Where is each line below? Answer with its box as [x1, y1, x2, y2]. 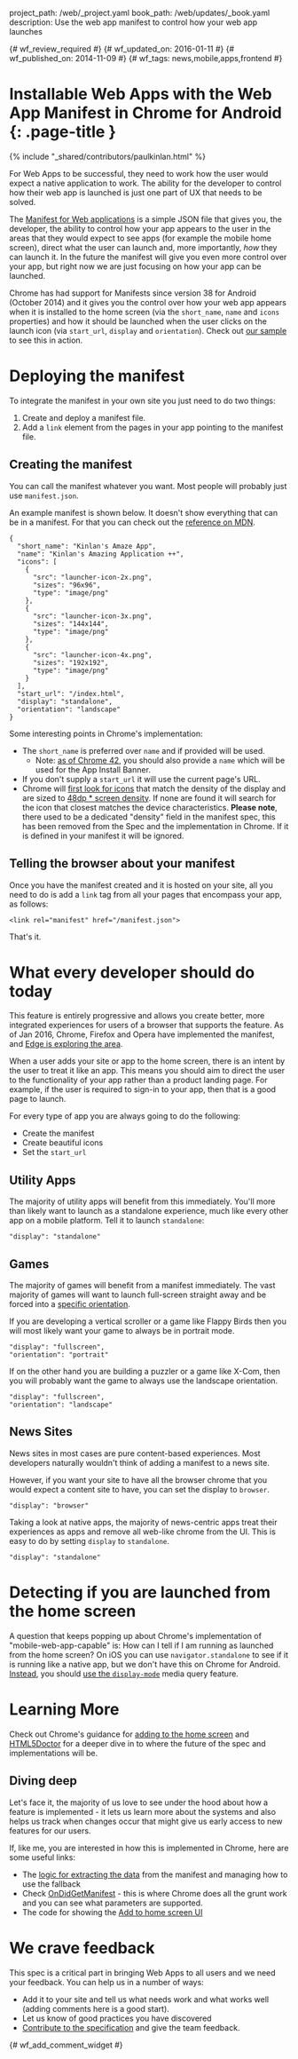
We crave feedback [9, 1937, 155, 1958]
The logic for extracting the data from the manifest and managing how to [21, 1869, 288, 1880]
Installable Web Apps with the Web [9, 84, 272, 105]
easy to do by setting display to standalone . [9, 1535, 170, 1546]
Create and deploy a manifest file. [21, 412, 146, 423]
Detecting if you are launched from [9, 1582, 271, 1603]
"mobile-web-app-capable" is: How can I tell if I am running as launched [9, 1640, 274, 1651]
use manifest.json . [9, 490, 79, 501]
